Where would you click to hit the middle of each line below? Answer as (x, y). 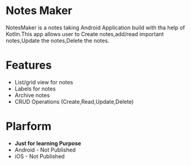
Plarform (28, 127)
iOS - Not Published (39, 156)
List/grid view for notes (44, 82)
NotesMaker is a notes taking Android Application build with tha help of (95, 28)
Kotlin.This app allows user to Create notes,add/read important (85, 34)
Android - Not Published (45, 150)
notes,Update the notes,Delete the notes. (58, 40)
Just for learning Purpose (48, 143)
